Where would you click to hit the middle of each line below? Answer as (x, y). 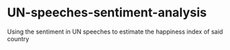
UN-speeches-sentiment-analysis (107, 13)
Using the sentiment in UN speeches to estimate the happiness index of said (115, 32)
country (18, 38)
